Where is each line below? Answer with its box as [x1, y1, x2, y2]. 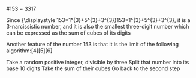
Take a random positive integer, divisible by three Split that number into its [6, 59, 189, 65]
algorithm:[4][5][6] [6, 47, 53, 54]
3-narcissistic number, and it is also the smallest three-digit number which [6, 23, 189, 30]
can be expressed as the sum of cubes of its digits [6, 29, 131, 36]
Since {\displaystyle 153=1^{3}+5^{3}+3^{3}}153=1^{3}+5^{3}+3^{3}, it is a [6, 17, 191, 23]
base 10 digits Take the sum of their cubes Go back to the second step [6, 65, 180, 72]
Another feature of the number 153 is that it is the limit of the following [6, 41, 179, 48]
